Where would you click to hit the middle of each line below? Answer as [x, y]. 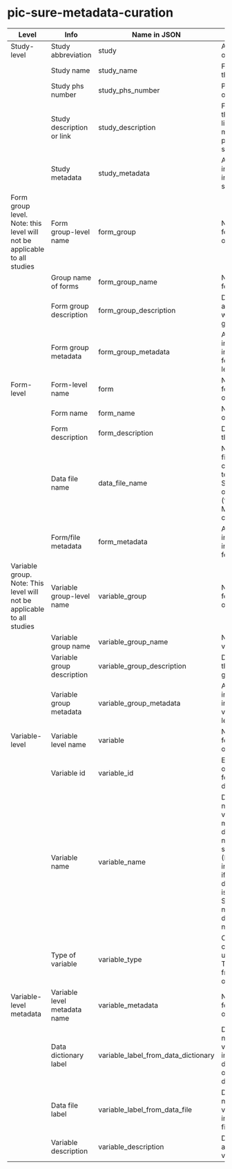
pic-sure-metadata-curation [90, 13]
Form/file [66, 537]
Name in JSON [156, 35]
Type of [63, 955]
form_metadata [123, 541]
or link [61, 136]
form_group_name [127, 282]
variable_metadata [128, 1005]
